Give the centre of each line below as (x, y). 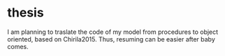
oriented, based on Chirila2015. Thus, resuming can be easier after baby (111, 39)
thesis (26, 13)
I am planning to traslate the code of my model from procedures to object (113, 32)
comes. (18, 46)
